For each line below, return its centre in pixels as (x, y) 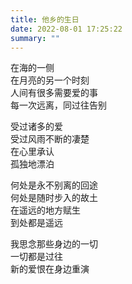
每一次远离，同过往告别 (58, 105)
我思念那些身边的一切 (54, 244)
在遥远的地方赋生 (45, 210)
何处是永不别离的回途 (54, 185)
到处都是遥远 (36, 223)
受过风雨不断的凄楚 (50, 139)
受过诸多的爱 (36, 127)
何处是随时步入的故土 (54, 198)
